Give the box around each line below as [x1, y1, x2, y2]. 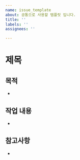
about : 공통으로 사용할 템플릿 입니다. [5, 12, 76, 17]
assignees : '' [5, 27, 36, 32]
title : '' [5, 17, 26, 22]
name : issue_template [5, 7, 51, 13]
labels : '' [5, 21, 29, 27]
